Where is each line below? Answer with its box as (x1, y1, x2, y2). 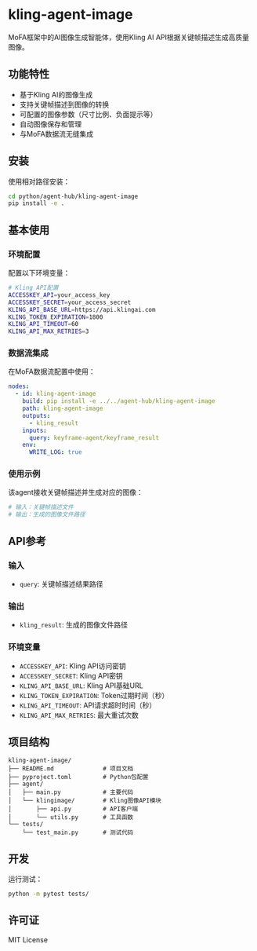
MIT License (8, 935, 49, 944)
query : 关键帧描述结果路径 (19, 579, 103, 588)
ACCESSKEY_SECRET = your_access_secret (8, 298, 132, 306)
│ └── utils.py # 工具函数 (8, 814, 134, 821)
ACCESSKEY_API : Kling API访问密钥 (19, 661, 127, 671)
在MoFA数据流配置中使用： (8, 367, 96, 376)
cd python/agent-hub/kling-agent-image (8, 192, 139, 200)
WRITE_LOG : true (28, 448, 82, 456)
